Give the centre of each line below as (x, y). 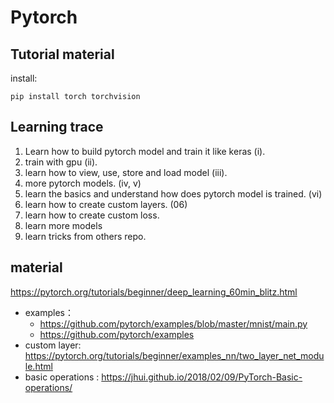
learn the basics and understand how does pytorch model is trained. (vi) (173, 193)
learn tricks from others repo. (85, 236)
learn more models (63, 225)
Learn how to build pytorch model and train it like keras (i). (145, 151)
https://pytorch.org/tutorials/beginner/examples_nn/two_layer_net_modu (174, 355)
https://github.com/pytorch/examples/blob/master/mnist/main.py (173, 323)
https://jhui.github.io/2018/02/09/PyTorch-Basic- (202, 377)
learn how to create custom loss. (92, 215)
